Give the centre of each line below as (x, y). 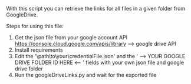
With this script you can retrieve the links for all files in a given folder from (96, 9)
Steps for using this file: (35, 26)
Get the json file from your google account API (71, 37)
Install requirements (39, 50)
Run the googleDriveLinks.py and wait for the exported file (85, 75)
